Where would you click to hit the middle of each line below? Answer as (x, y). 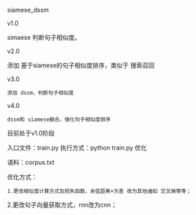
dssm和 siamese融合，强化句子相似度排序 (59, 120)
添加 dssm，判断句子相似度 (41, 93)
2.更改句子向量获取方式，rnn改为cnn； (62, 205)
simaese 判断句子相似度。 (44, 37)
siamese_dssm (28, 10)
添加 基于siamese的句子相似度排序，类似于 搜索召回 (81, 65)
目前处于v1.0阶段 (31, 133)
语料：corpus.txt (31, 162)
